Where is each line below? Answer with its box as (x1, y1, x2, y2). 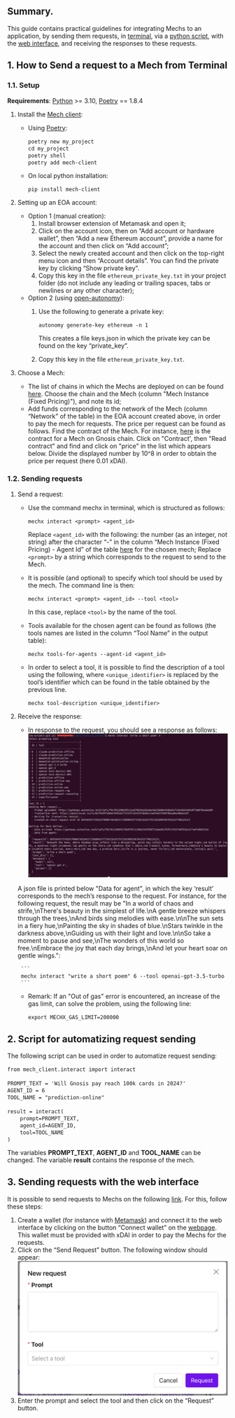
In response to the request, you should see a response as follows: (27, 725, 218, 734)
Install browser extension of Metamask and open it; (38, 219, 187, 227)
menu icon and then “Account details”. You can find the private (38, 256, 219, 265)
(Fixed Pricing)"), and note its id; (27, 397, 122, 405)
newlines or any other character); (38, 286, 135, 294)
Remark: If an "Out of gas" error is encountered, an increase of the (27, 992, 220, 1001)
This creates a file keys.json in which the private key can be (38, 334, 211, 342)
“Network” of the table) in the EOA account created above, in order (27, 411, 221, 420)
